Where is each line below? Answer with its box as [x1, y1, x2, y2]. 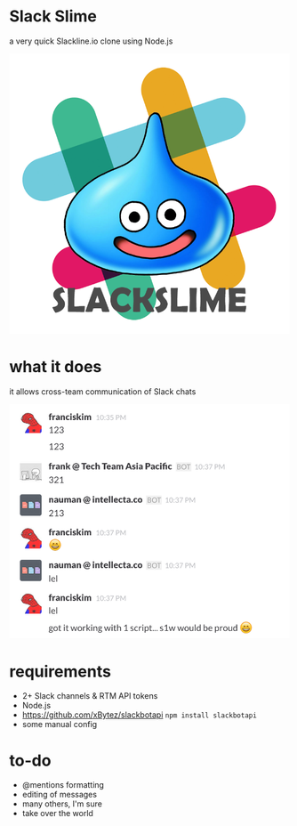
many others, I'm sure [21, 798, 102, 809]
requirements [9, 661, 111, 682]
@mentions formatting [21, 780, 105, 790]
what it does [9, 357, 102, 377]
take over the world [21, 808, 93, 819]
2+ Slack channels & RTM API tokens [21, 691, 158, 701]
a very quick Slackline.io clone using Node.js [9, 36, 173, 46]
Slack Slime [9, 6, 98, 27]
